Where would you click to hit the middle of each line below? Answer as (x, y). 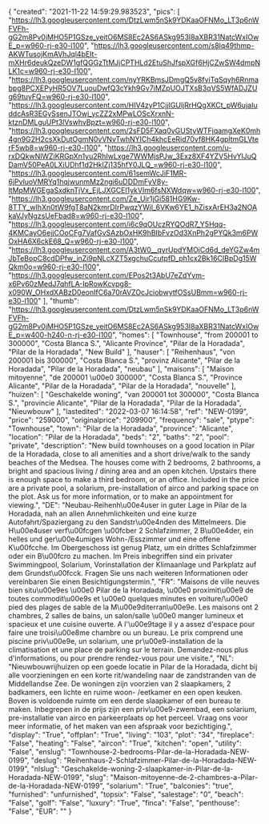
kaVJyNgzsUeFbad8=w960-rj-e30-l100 (74, 216)
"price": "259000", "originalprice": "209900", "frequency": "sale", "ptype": (131, 420)
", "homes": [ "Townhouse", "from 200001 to (185, 335)
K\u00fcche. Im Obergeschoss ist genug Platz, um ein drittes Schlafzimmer (133, 547)
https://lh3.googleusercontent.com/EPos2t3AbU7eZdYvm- (108, 275)
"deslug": (46, 760)
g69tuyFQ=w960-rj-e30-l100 (57, 96)
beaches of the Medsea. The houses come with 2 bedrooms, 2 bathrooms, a (134, 462)
